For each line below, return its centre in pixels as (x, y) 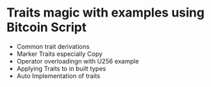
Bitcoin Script (47, 27)
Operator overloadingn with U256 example (78, 61)
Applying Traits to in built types (61, 68)
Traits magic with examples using (105, 13)
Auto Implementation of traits (58, 76)
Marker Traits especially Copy (60, 54)
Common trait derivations (53, 46)
